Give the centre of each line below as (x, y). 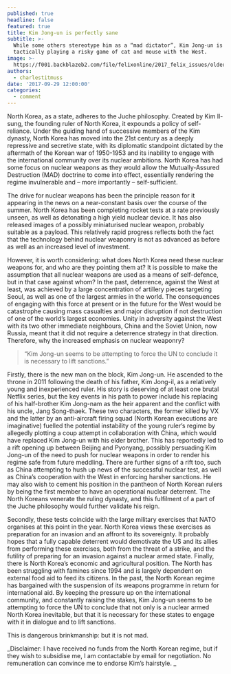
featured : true (29, 26)
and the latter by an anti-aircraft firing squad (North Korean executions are (112, 418)
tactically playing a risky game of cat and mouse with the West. (110, 52)
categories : (24, 90)
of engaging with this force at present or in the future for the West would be (114, 304)
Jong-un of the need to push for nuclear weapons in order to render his (108, 455)
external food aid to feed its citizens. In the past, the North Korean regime (111, 578)
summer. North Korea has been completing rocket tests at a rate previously (113, 210)
